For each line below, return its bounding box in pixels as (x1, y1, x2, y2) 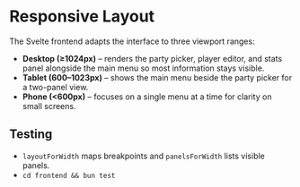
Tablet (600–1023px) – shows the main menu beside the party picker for (22, 72, 293, 82)
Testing (9, 127, 53, 142)
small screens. (22, 100, 76, 111)
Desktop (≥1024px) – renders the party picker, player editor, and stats (22, 53, 283, 64)
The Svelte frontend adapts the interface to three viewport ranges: (9, 36, 255, 47)
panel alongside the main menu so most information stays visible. (22, 63, 265, 73)
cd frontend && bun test (22, 171, 116, 180)
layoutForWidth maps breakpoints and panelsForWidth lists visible (22, 150, 265, 161)
